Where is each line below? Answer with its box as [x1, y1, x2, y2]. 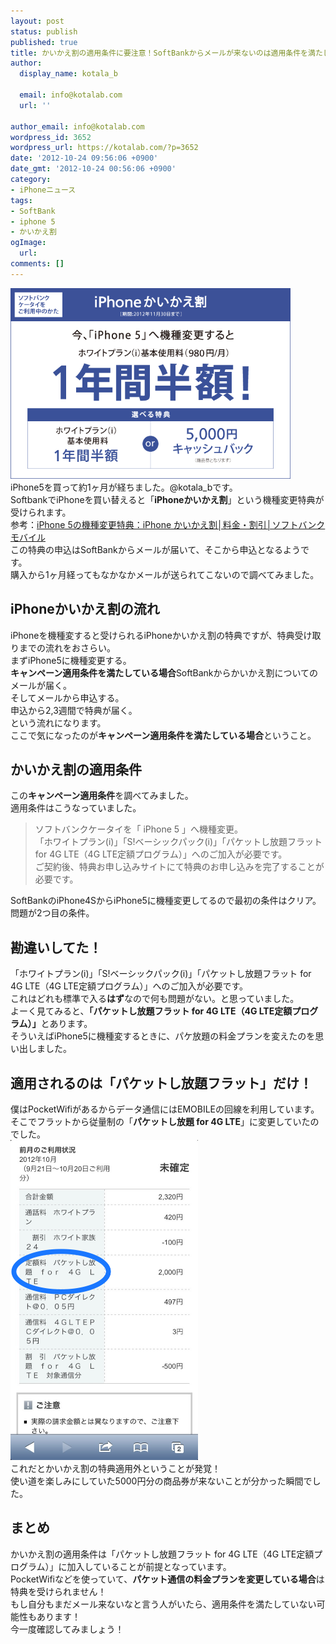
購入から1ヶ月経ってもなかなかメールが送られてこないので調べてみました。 [10, 568, 320, 580]
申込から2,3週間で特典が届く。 [10, 704, 138, 716]
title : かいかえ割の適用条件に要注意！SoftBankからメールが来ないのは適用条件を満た [10, 48, 323, 58]
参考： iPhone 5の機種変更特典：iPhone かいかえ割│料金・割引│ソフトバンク [10, 518, 326, 530]
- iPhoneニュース [10, 185, 77, 195]
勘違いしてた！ [10, 939, 103, 956]
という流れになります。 [10, 716, 107, 729]
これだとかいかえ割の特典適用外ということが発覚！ [10, 1463, 221, 1474]
